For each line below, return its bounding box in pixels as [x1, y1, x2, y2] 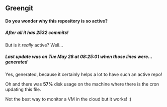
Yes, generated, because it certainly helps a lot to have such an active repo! [5, 71, 162, 77]
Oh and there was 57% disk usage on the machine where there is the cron [5, 81, 159, 87]
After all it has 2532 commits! [5, 29, 69, 35]
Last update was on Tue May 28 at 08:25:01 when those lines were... [5, 53, 152, 59]
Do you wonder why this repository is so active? [5, 17, 108, 24]
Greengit [5, 4, 34, 12]
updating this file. [5, 86, 41, 92]
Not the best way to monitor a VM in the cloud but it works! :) [5, 96, 132, 102]
